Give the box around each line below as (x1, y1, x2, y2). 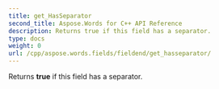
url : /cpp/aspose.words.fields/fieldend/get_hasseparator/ (8, 49, 212, 57)
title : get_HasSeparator (8, 11, 92, 20)
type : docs (8, 34, 45, 43)
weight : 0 (8, 42, 42, 50)
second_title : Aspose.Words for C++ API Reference (8, 19, 183, 28)
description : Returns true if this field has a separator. (8, 27, 212, 35)
